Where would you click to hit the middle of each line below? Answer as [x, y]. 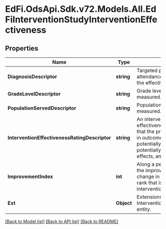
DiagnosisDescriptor [32, 76]
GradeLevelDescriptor [34, 94]
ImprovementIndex [30, 176]
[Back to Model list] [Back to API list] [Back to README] [62, 221]
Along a [145, 164]
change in [148, 176]
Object [124, 203]
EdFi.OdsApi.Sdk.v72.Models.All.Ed [81, 9]
